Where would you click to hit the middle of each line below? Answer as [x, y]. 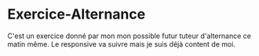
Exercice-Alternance [77, 14]
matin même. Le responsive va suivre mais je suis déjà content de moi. [122, 44]
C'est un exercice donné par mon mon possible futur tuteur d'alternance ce [129, 36]
